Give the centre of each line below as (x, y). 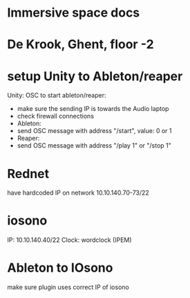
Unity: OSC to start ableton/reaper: (57, 96)
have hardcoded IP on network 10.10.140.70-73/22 (78, 193)
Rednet (28, 174)
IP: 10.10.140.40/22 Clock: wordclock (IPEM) (70, 240)
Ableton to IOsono (60, 268)
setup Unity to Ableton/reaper (95, 76)
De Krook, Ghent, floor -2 (80, 45)
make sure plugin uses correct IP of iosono (68, 287)
